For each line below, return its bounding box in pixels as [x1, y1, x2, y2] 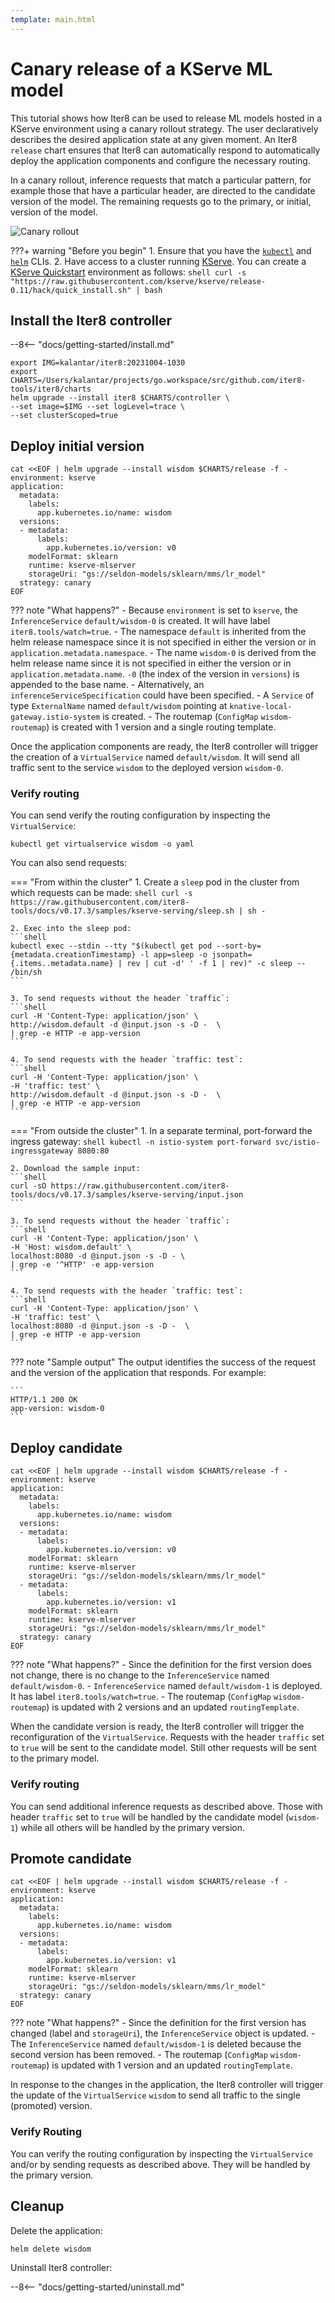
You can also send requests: [10, 857, 128, 869]
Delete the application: [10, 2224, 103, 2236]
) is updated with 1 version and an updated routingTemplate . [46, 2059, 293, 2071]
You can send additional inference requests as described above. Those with [10, 1800, 323, 1812]
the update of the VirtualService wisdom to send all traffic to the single [10, 2089, 301, 2101]
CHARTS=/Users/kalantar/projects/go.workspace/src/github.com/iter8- [10, 376, 307, 386]
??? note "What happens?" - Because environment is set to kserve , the [10, 604, 298, 616]
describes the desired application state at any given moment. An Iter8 [10, 133, 298, 145]
